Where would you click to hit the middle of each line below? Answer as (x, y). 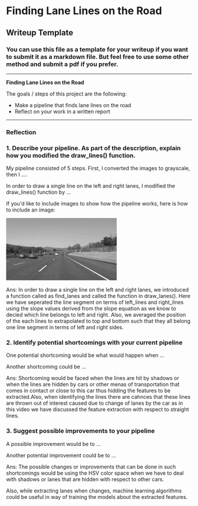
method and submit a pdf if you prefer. (62, 64)
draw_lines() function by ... (39, 192)
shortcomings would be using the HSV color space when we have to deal (95, 473)
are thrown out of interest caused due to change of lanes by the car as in (95, 403)
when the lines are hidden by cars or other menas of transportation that (93, 385)
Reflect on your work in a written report (62, 111)
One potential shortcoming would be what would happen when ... (85, 355)
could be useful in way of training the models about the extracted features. (97, 497)
